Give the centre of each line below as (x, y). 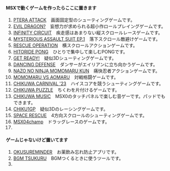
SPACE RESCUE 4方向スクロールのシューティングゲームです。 (80, 116)
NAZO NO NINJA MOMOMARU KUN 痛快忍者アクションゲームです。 (87, 71)
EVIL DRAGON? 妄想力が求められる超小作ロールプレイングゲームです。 (89, 26)
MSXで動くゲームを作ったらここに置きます (51, 8)
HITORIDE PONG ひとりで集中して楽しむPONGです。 (70, 52)
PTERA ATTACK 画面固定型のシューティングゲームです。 (74, 20)
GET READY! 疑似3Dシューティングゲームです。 (65, 58)
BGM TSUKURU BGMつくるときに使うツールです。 (68, 158)
